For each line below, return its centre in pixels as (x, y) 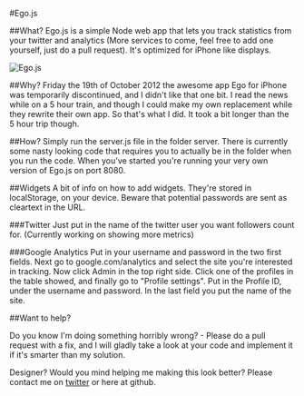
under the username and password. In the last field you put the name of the (151, 291)
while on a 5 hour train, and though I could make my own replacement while (151, 104)
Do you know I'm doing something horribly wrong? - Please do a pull (137, 336)
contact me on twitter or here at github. (83, 382)
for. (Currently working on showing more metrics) (102, 234)
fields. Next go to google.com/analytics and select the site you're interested (151, 262)
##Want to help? (40, 318)
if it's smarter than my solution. (67, 355)
